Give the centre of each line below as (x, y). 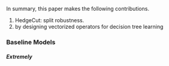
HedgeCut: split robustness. (49, 20)
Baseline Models (31, 42)
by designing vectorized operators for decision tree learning (89, 27)
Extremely (19, 56)
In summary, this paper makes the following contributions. (78, 9)
